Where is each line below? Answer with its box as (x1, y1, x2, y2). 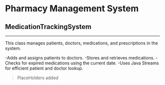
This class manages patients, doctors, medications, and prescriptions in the (5, 40, 158, 46)
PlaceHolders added (17, 75, 59, 81)
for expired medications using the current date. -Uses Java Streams (21, 60, 159, 66)
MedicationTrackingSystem (5, 23, 92, 31)
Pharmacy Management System (5, 3, 139, 14)
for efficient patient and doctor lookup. (5, 65, 83, 71)
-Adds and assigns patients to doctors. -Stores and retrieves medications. (5, 55, 155, 60)
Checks (5, 60, 21, 66)
